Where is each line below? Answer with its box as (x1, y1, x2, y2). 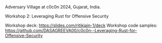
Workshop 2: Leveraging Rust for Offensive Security (5, 13, 109, 19)
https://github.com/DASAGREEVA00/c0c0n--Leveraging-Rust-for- (5, 28, 137, 33)
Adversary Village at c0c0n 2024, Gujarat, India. (5, 4, 101, 10)
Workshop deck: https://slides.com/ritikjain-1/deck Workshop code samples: (5, 22, 158, 28)
